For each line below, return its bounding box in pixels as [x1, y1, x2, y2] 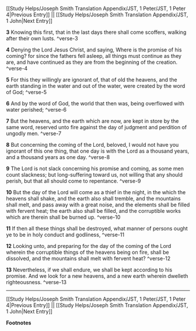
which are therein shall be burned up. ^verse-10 [6, 213, 121, 220]
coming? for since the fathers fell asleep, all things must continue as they [6, 53, 182, 59]
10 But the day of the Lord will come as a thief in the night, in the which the [6, 189, 186, 195]
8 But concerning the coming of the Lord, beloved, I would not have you [6, 142, 179, 148]
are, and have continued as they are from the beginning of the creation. [6, 58, 178, 65]
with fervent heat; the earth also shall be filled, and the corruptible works [6, 208, 181, 214]
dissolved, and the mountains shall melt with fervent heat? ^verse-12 [6, 255, 171, 262]
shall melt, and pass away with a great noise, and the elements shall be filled [6, 201, 190, 208]
